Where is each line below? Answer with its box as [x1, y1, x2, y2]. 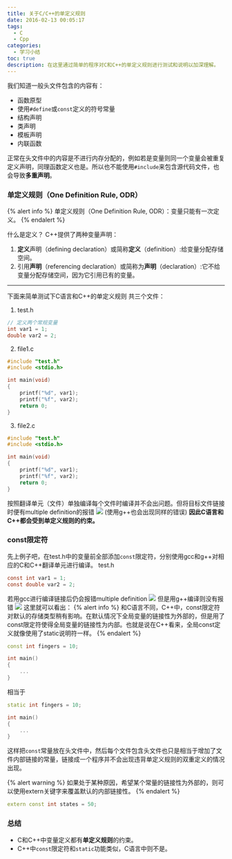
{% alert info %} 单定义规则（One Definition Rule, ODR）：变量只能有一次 [7, 206, 214, 215]
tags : [7, 23, 23, 30]
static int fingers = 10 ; [7, 702, 81, 708]
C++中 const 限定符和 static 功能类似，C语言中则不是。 [17, 844, 171, 853]
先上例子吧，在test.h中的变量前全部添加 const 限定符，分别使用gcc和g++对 [7, 552, 219, 560]
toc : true [7, 55, 36, 62]
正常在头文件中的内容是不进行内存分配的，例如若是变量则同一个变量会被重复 [7, 153, 225, 162]
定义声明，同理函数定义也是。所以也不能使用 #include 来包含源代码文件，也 [7, 162, 220, 171]
